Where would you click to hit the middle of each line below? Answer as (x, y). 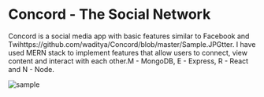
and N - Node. (32, 69)
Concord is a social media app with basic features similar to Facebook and (129, 36)
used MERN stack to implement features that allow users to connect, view (128, 52)
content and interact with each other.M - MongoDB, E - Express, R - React (128, 61)
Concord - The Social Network (110, 14)
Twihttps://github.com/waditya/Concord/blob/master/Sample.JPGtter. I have (132, 44)
